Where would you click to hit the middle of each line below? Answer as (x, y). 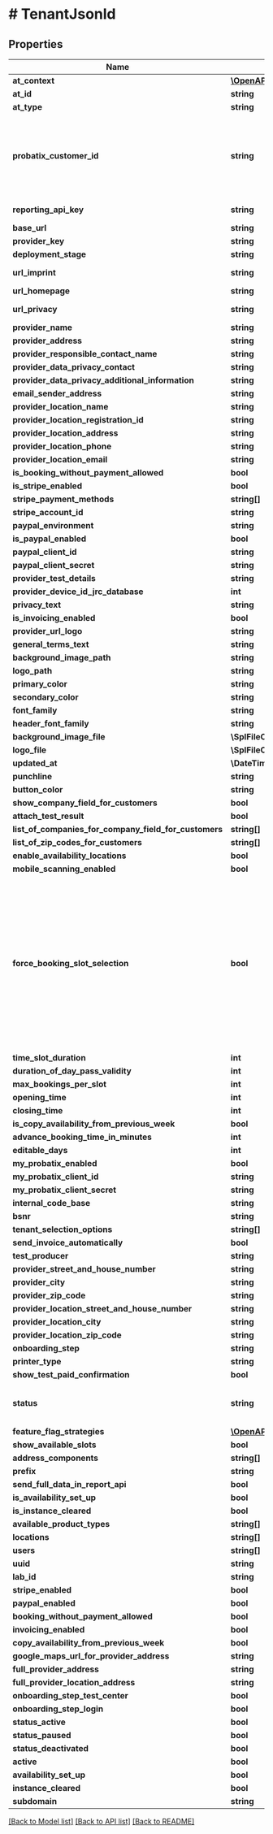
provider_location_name (61, 407)
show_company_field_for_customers (85, 803)
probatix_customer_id (56, 156)
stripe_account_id (48, 512)
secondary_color (45, 697)
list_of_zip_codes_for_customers (77, 842)
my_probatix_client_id (56, 1177)
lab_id (24, 1577)
